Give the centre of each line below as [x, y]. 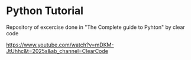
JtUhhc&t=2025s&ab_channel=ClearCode [57, 51]
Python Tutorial [45, 11]
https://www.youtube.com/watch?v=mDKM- [60, 45]
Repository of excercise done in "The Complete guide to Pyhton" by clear [96, 27]
